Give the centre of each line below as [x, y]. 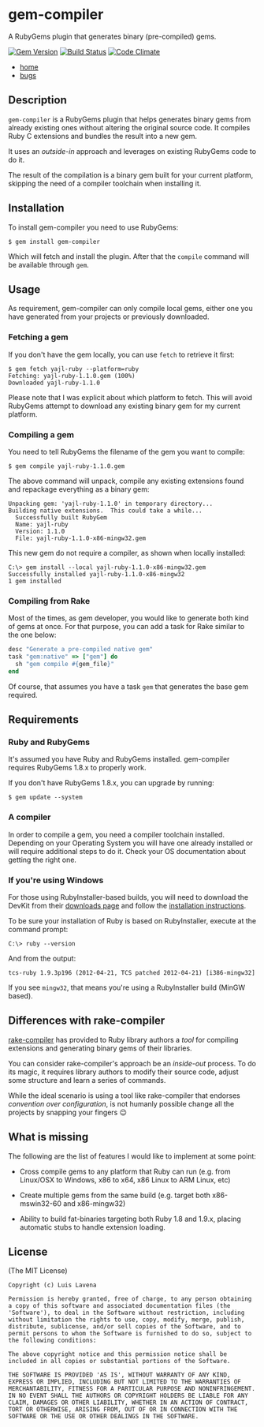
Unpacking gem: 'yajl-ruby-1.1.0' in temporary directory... [111, 504]
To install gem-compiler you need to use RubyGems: [93, 227]
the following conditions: [52, 1341]
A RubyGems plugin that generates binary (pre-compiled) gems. [112, 36]
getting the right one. [43, 860]
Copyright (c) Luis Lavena [52, 1285]
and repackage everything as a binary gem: [79, 489]
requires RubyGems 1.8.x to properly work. [78, 768]
